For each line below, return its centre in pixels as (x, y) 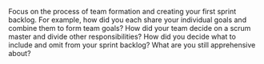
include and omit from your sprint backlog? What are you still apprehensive (132, 45)
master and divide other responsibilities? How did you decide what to (122, 36)
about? (20, 53)
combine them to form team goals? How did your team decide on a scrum (130, 28)
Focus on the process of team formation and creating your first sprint (122, 11)
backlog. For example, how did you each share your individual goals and (127, 20)
